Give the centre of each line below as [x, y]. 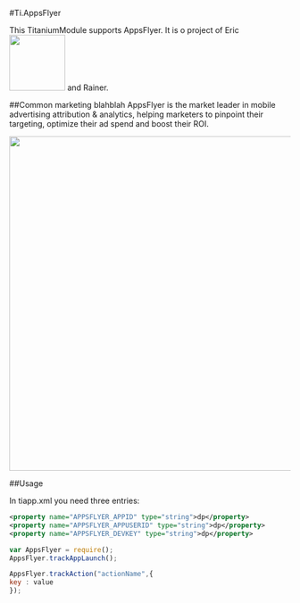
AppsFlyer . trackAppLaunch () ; [63, 558]
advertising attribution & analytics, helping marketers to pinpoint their [137, 114]
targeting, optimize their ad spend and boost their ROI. [109, 124]
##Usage [26, 483]
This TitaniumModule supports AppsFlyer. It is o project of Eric [124, 30]
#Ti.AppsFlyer [35, 13]
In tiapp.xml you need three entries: [75, 500]
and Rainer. [87, 87]
